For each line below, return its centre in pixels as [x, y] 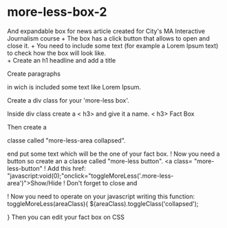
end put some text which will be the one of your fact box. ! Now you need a [113, 154]
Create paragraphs [34, 74]
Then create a [27, 127]
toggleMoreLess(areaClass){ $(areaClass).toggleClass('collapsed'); [103, 203]
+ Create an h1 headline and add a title [62, 60]
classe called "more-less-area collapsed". [66, 140]
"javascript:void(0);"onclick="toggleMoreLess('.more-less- [90, 176]
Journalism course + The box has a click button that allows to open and [108, 38]
